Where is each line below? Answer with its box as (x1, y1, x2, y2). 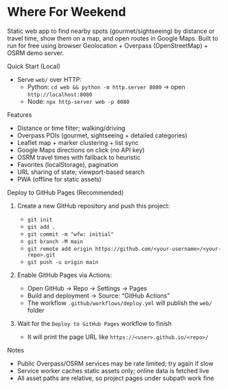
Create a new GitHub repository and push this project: (16, 201, 170, 210)
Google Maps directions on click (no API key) (16, 146, 145, 154)
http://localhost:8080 (27, 91, 93, 98)
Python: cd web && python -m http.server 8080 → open (27, 82, 185, 91)
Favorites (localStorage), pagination (16, 160, 119, 168)
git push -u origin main (27, 258, 99, 265)
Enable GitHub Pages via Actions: (16, 271, 112, 279)
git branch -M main (27, 238, 84, 245)
